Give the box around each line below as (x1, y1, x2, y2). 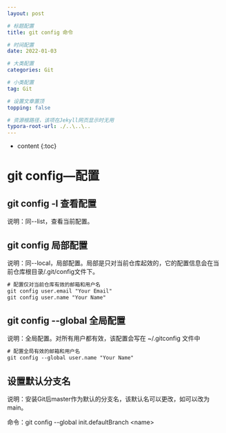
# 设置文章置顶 (7, 98, 45, 105)
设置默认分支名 (7, 375, 71, 387)
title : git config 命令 (7, 29, 74, 36)
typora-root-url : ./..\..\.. (7, 123, 91, 130)
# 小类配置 (7, 79, 34, 86)
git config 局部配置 (7, 239, 88, 251)
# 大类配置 (7, 60, 34, 67)
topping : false (7, 104, 51, 111)
